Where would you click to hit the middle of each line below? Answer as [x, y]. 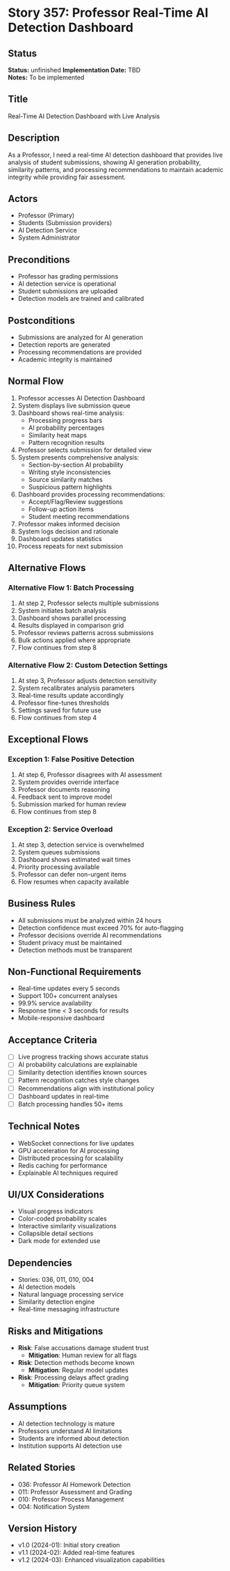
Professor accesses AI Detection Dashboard [81, 398]
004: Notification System [54, 1506]
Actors [23, 199]
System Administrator [49, 237]
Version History [42, 1528]
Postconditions [41, 321]
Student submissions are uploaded [68, 291]
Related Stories [42, 1468]
